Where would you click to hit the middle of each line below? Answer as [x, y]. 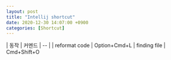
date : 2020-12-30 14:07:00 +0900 [47, 22]
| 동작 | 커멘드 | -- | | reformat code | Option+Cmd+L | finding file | [86, 45]
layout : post [22, 11]
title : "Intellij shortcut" [41, 17]
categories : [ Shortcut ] [36, 28]
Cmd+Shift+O [23, 52]
